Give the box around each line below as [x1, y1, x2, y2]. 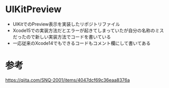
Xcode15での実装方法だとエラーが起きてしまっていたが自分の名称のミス [12, 27, 164, 34]
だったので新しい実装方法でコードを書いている [12, 34, 111, 40]
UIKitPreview [5, 4, 62, 15]
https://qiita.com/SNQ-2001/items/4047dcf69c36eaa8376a [5, 77, 130, 83]
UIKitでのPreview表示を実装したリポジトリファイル [12, 21, 121, 27]
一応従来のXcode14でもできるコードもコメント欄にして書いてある [12, 40, 151, 46]
